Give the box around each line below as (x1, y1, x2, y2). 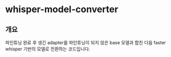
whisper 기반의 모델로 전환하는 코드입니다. (5, 46, 90, 52)
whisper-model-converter (5, 4, 118, 15)
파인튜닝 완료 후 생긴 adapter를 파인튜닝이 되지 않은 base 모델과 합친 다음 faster (5, 40, 166, 45)
